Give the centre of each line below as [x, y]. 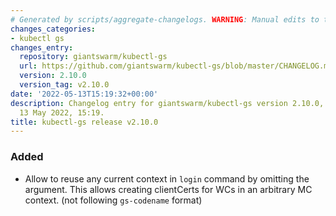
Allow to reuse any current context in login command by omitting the [167, 178]
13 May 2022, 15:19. [62, 112]
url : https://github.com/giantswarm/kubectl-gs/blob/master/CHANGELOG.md [176, 66]
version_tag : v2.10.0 [64, 85]
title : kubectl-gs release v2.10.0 [84, 122]
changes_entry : [42, 47]
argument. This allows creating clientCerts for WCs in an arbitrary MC [168, 189]
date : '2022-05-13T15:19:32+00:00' [84, 94]
